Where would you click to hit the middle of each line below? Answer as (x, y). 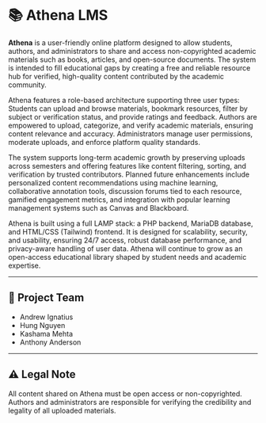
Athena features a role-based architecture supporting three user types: (124, 100)
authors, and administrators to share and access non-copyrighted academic (132, 51)
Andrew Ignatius (46, 317)
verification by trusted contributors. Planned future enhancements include (129, 174)
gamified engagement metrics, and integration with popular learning (120, 200)
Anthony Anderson (50, 342)
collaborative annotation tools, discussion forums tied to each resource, (125, 191)
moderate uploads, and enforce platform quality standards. (104, 142)
